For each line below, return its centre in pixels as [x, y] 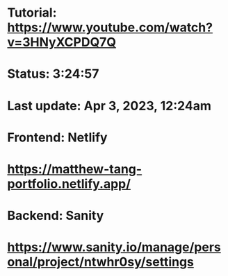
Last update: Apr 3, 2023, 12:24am [109, 106]
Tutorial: [32, 13]
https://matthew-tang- [75, 169]
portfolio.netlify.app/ [69, 183]
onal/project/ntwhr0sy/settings [101, 262]
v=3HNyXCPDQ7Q [62, 42]
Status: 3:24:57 [53, 74]
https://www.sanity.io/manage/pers [114, 247]
